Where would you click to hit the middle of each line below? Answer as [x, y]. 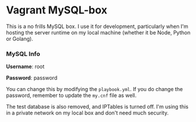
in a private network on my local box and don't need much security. [87, 113]
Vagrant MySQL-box [57, 10]
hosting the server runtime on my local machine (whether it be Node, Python [98, 32]
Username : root [25, 67]
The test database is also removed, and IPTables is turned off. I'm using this [97, 107]
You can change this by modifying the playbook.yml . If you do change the [94, 89]
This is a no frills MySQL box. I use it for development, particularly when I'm [97, 26]
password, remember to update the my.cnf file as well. [71, 95]
